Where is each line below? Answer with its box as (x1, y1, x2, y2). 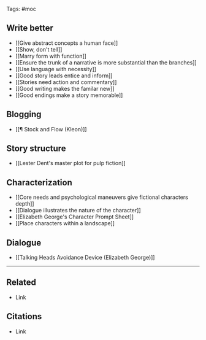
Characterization (6, 177, 72, 188)
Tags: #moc (6, 6, 37, 12)
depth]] (15, 200, 35, 207)
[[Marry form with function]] (15, 52, 87, 60)
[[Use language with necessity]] (15, 65, 97, 72)
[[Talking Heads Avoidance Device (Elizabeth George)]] (15, 254, 155, 261)
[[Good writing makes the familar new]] (15, 85, 115, 92)
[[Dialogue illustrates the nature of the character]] (15, 207, 141, 214)
